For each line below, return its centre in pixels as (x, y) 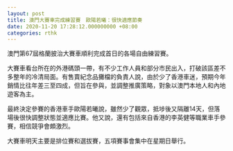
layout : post (26, 14)
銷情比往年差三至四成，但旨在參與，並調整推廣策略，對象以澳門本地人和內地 (116, 86)
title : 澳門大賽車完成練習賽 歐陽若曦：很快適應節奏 (75, 20)
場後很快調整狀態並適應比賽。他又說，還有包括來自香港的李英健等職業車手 (113, 118)
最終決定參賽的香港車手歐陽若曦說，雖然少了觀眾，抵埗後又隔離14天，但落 (114, 109)
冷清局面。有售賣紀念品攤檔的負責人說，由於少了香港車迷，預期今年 (128, 77)
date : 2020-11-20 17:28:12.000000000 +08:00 (72, 26)
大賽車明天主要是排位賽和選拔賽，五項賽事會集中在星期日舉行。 (98, 141)
